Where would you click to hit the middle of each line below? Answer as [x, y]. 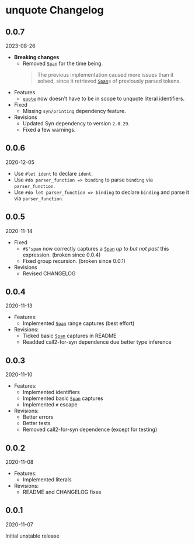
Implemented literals [47, 480]
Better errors [38, 417]
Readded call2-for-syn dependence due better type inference [97, 342]
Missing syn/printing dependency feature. [74, 111]
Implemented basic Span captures [63, 398]
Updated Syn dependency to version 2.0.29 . [76, 123]
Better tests [36, 423]
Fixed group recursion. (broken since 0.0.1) [74, 261]
